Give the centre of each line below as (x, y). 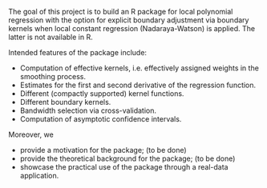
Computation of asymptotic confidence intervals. (101, 119)
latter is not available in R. (51, 37)
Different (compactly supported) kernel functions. (102, 94)
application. (39, 176)
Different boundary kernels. (65, 102)
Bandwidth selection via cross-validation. (88, 110)
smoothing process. (53, 76)
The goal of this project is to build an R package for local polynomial (121, 12)
